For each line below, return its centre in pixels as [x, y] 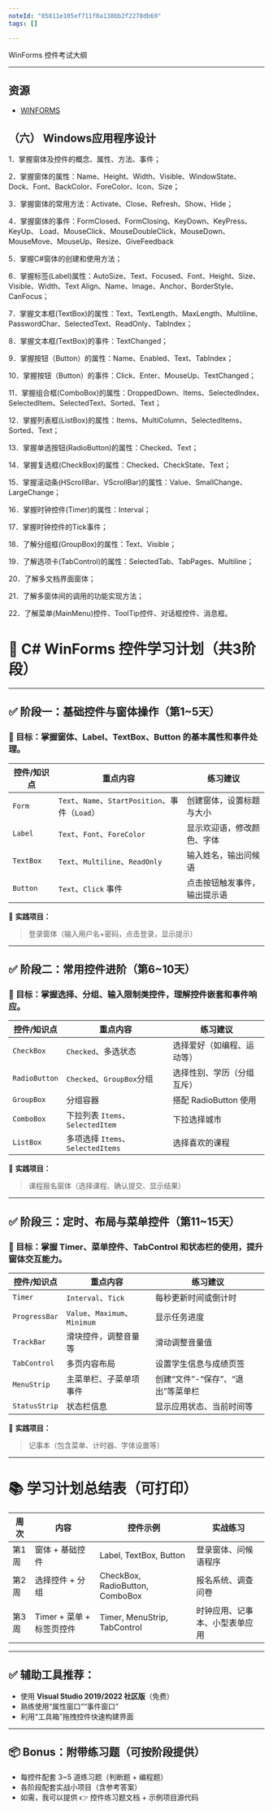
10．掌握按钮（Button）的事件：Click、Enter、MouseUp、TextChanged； [132, 375]
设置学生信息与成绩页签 [200, 1364]
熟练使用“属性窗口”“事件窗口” [69, 1706]
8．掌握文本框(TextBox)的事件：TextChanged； [89, 341]
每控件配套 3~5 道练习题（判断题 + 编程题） [94, 1777]
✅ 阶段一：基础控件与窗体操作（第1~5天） [115, 712]
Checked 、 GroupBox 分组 [110, 1079]
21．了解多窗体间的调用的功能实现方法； [76, 596]
